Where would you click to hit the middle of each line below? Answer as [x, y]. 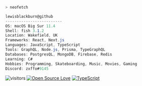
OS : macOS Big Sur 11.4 [30, 26]
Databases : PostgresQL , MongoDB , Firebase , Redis [59, 54]
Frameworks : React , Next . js [35, 40]
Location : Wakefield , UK [31, 36]
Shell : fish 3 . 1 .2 [25, 31]
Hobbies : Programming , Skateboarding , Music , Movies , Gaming [71, 64]
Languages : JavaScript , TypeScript [43, 45]
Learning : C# [19, 59]
